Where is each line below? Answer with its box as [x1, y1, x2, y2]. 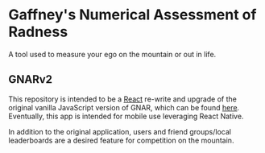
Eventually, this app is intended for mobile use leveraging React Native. [8, 111, 244, 121]
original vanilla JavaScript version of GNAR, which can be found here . [8, 102, 240, 112]
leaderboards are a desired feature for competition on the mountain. [8, 135, 234, 145]
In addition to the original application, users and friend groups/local [8, 126, 232, 136]
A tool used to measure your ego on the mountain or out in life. [8, 49, 217, 59]
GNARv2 [8, 72, 53, 86]
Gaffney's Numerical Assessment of [8, 6, 257, 24]
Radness [8, 23, 68, 41]
